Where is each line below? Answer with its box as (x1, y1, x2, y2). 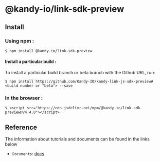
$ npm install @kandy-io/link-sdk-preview (5, 48, 92, 53)
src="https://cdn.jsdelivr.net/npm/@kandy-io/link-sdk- (26, 106, 142, 111)
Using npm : (5, 38, 34, 44)
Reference (5, 123, 37, 131)
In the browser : (5, 95, 43, 101)
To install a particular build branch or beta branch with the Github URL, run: (5, 70, 156, 76)
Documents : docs (12, 151, 45, 157)
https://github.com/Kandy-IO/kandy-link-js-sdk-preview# (36, 79, 153, 84)
